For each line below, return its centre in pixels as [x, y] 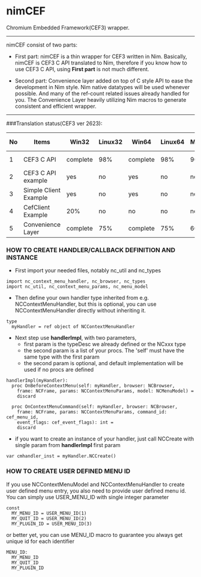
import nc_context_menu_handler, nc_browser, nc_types [76, 282]
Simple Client [42, 190]
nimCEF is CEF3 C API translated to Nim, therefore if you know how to [101, 63]
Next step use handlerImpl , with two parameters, [76, 338]
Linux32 [110, 142]
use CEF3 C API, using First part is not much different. [82, 69]
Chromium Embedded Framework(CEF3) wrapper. [68, 28]
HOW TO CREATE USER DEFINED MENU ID [68, 471]
